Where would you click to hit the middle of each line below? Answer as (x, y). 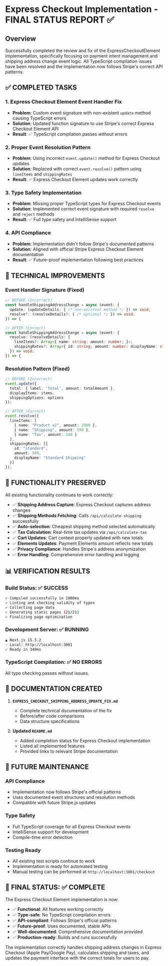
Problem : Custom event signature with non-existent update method (81, 113)
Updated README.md (32, 731)
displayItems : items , (32, 393)
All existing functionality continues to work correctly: (59, 495)
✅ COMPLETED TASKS (41, 88)
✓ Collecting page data (30, 607)
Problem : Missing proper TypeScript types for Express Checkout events (86, 204)
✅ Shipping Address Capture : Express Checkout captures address (81, 504)
